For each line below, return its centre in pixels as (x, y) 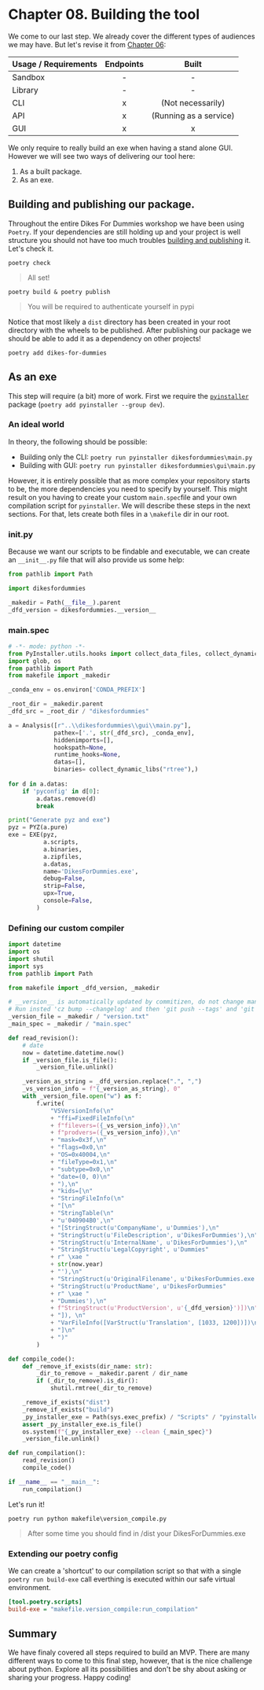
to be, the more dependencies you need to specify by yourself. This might (128, 488)
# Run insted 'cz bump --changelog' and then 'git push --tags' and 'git (132, 1009)
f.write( (51, 1103)
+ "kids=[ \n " (71, 1191)
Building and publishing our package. (101, 205)
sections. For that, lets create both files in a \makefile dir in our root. (119, 514)
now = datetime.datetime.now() (73, 1053)
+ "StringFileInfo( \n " (87, 1198)
